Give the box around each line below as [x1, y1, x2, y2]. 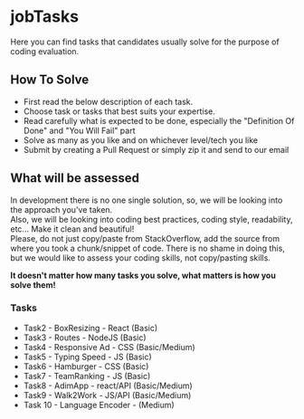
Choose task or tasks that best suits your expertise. [23, 106, 216, 117]
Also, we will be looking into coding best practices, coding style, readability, [10, 214, 293, 224]
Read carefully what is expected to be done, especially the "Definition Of [23, 115, 295, 126]
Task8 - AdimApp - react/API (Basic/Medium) [23, 380, 193, 391]
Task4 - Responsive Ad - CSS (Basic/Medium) [23, 341, 195, 352]
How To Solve [10, 72, 90, 88]
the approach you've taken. [10, 204, 113, 214]
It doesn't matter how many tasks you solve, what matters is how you [10, 270, 277, 281]
